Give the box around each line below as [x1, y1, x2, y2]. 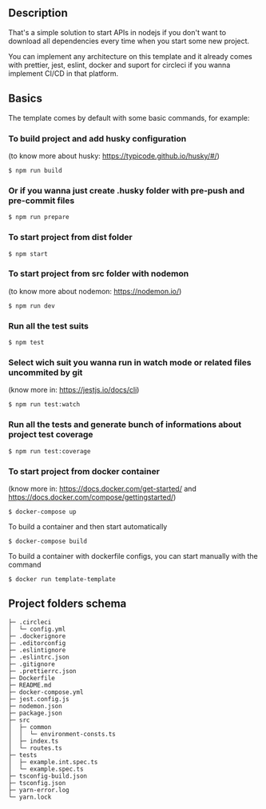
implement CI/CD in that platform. [8, 68, 119, 78]
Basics [8, 92, 42, 106]
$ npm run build [8, 166, 62, 174]
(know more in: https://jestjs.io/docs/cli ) [8, 385, 140, 395]
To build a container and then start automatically [8, 522, 168, 531]
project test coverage [8, 429, 93, 440]
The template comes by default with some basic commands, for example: [8, 113, 250, 122]
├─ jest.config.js [8, 695, 69, 703]
